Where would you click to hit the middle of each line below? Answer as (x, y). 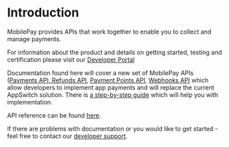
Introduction (43, 13)
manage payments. (34, 38)
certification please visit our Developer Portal (71, 59)
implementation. (30, 102)
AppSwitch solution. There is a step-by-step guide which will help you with (113, 95)
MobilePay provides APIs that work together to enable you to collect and (109, 32)
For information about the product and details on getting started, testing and (114, 52)
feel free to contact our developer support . (68, 136)
